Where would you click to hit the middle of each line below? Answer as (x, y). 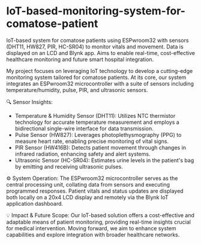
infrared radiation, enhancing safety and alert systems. (82, 154)
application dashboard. (35, 203)
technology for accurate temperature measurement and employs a (97, 122)
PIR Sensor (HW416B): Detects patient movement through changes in (100, 147)
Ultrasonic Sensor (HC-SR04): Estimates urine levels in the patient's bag (104, 160)
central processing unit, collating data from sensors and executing (88, 184)
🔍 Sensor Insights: (29, 102)
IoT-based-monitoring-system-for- (96, 11)
